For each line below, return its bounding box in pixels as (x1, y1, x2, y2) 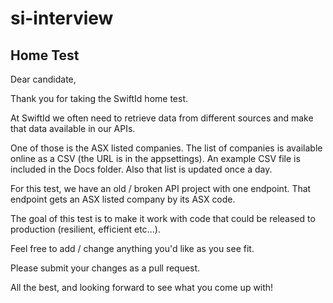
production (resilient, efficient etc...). (10, 223, 161, 235)
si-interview (10, 7, 114, 30)
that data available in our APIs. (10, 123, 136, 134)
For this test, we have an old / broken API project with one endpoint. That (10, 183, 312, 194)
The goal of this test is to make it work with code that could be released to (10, 213, 316, 224)
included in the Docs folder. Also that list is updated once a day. (10, 163, 273, 175)
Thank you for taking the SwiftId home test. (10, 93, 189, 104)
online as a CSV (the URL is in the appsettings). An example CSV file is (10, 153, 301, 164)
